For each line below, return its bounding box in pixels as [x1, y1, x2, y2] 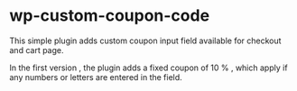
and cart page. [9, 44, 64, 55]
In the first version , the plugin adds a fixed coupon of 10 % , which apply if [9, 62, 288, 73]
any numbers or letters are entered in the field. [9, 71, 182, 82]
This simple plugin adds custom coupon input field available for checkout [9, 35, 282, 46]
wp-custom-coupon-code [9, 5, 210, 26]
